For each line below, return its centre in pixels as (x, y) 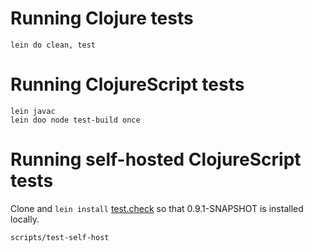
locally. (25, 219)
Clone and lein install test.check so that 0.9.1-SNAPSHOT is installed (157, 208)
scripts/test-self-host (60, 237)
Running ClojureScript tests (127, 84)
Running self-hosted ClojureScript (156, 159)
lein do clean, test (53, 45)
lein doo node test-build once (75, 120)
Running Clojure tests (102, 18)
